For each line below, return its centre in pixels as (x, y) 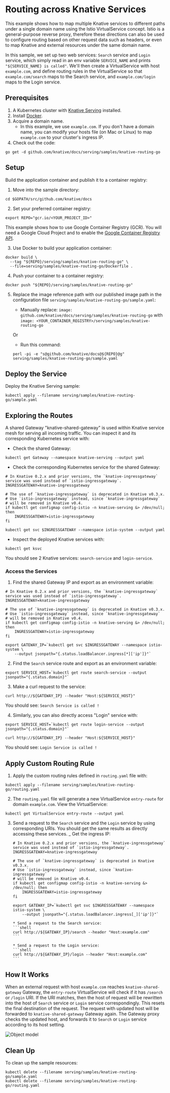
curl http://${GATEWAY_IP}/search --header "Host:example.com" (81, 932)
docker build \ (21, 257)
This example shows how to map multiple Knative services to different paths (85, 23)
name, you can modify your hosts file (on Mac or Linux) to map (86, 132)
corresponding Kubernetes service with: (48, 439)
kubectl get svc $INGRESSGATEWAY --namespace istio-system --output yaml (85, 530)
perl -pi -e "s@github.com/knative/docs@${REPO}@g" (68, 354)
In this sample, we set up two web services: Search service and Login (78, 55)
